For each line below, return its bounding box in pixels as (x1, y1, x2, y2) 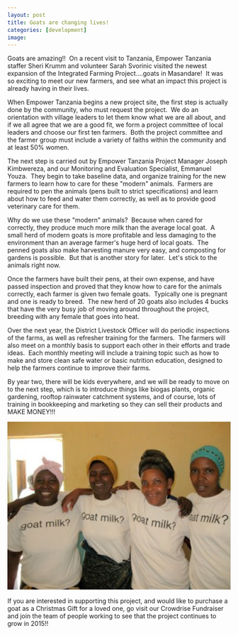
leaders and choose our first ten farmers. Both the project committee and (7, 128, 223, 137)
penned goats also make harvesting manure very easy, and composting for (7, 246, 227, 254)
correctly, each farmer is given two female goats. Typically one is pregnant (7, 290, 228, 298)
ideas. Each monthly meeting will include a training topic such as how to (7, 349, 220, 357)
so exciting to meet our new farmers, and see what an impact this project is (7, 77, 227, 85)
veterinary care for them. (7, 202, 80, 210)
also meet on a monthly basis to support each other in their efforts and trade (7, 341, 230, 350)
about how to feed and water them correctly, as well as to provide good (7, 195, 216, 203)
